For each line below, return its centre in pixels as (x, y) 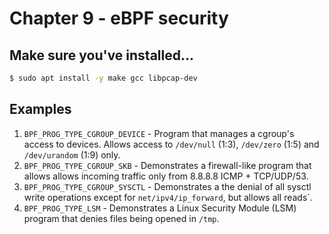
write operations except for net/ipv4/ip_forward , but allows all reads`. (168, 197)
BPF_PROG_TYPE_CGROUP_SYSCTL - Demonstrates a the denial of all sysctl (167, 186)
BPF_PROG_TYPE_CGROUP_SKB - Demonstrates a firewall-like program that (167, 165)
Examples (40, 109)
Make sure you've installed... (102, 55)
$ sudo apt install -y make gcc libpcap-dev (103, 78)
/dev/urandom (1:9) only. (72, 154)
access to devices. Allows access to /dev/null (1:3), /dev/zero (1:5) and (171, 144)
